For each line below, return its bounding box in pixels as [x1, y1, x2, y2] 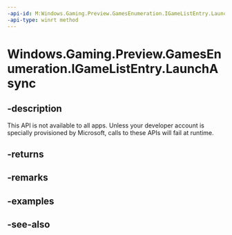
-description [7, 103, 62, 114]
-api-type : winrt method [7, 17, 79, 23]
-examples [7, 195, 55, 207]
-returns [7, 148, 44, 160]
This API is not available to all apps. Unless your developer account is [7, 121, 205, 130]
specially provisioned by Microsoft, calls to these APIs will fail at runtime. [7, 128, 214, 136]
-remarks [7, 172, 48, 183]
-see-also [7, 218, 50, 231]
